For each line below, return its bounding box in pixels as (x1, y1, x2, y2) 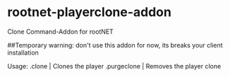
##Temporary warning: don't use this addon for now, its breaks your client (7, 41, 224, 49)
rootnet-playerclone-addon (7, 4, 171, 20)
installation (7, 48, 39, 57)
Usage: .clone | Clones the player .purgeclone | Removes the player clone (7, 62, 222, 70)
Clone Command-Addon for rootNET (7, 27, 114, 36)
